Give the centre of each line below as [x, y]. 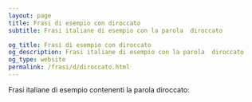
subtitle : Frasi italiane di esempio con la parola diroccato [116, 30]
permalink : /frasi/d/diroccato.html [69, 67]
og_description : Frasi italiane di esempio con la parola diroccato [126, 53]
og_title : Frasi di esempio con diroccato [80, 45]
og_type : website [37, 60]
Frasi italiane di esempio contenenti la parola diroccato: [99, 89]
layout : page [30, 16]
